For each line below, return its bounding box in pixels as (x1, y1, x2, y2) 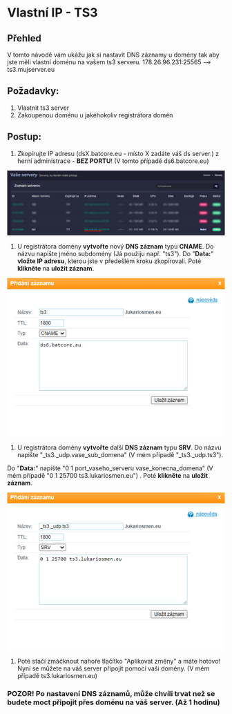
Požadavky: (7, 85, 59, 97)
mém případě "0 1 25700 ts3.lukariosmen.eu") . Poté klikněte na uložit (7, 472, 209, 480)
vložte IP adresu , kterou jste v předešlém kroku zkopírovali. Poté (17, 257, 202, 265)
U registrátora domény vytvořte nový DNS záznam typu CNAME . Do (17, 242, 214, 250)
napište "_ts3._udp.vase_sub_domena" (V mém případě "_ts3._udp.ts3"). (17, 451, 224, 459)
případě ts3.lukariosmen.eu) (17, 671, 98, 679)
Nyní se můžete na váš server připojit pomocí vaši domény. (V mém (17, 664, 210, 673)
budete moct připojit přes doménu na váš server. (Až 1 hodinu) (7, 697, 220, 707)
